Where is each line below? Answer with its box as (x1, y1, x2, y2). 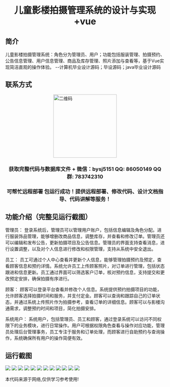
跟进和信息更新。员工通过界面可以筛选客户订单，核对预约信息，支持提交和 (5, 269, 160, 276)
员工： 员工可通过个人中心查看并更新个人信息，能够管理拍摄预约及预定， (5, 256, 157, 263)
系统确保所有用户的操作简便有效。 (14, 335, 85, 341)
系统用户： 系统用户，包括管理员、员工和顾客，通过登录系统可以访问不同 (5, 316, 157, 322)
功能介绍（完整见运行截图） (5, 213, 92, 222)
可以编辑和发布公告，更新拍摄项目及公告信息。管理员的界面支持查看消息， (5, 240, 160, 246)
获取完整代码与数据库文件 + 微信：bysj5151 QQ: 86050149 (8, 165, 152, 173)
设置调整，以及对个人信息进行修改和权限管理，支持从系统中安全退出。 (9, 246, 156, 252)
